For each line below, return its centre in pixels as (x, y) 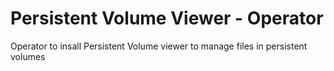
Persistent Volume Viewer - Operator (167, 18)
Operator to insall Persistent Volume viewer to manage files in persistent (159, 46)
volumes (28, 56)
